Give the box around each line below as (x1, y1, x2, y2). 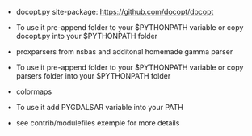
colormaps (15, 87, 52, 96)
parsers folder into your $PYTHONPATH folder (15, 71, 171, 80)
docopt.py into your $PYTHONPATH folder (15, 32, 158, 40)
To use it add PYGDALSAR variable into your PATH (15, 103, 184, 112)
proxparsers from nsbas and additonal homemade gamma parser (15, 47, 233, 56)
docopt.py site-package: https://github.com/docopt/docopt (15, 7, 214, 16)
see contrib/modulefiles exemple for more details (15, 118, 180, 128)
